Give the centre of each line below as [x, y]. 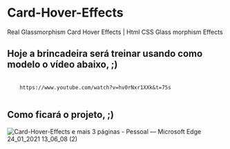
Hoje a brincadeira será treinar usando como [105, 54]
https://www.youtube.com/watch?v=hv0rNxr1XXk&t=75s [95, 87]
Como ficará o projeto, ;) [60, 115]
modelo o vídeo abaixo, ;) [63, 65]
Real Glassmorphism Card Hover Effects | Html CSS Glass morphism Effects [115, 32]
